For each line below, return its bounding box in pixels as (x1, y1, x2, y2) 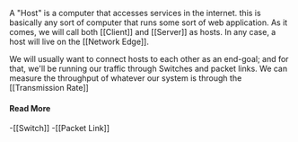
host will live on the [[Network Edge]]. (9, 36, 150, 47)
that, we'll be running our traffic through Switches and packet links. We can (9, 63, 288, 74)
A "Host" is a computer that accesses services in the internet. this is (9, 8, 262, 18)
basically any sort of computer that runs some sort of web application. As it (9, 17, 288, 28)
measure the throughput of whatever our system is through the (9, 73, 242, 84)
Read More (9, 102, 51, 113)
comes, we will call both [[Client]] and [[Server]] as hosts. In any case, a (9, 27, 276, 37)
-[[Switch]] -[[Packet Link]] (9, 123, 110, 134)
